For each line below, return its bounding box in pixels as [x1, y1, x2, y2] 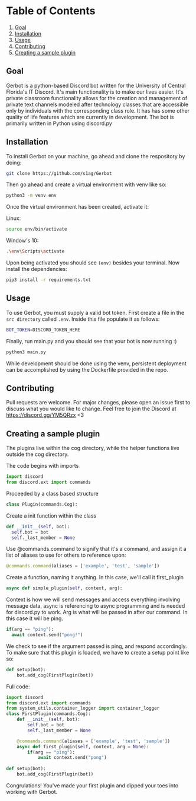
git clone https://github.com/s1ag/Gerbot [6, 170, 112, 176]
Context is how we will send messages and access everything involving [6, 596, 181, 603]
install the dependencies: [6, 266, 67, 273]
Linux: [6, 215, 21, 222]
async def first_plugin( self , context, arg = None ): [17, 743, 149, 749]
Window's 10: [6, 237, 39, 244]
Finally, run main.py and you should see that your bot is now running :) [6, 337, 177, 344]
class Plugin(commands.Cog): [6, 501, 78, 508]
